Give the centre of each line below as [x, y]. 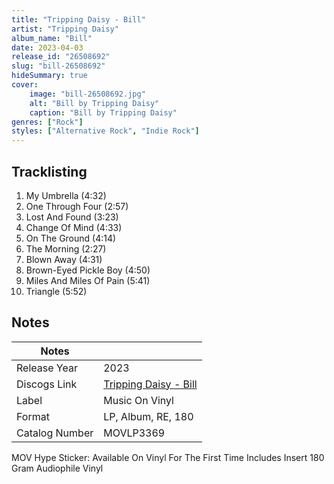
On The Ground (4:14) [71, 238]
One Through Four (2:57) [77, 206]
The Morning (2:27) [66, 248]
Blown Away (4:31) [64, 259]
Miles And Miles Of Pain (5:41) [88, 280]
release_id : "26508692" [61, 57]
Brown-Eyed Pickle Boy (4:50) [88, 270]
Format [33, 416]
